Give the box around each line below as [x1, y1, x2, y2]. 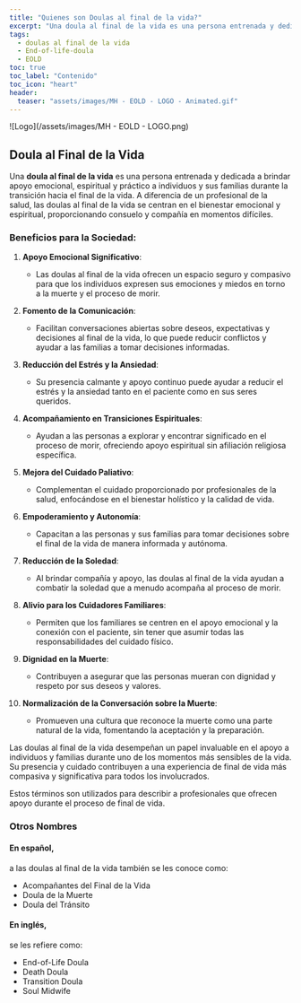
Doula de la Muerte [21, 889, 93, 900]
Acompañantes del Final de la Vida [21, 880, 150, 891]
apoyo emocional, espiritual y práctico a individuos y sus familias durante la [9, 180, 288, 191]
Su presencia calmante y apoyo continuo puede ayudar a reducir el [35, 377, 284, 388]
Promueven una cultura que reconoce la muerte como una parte [35, 715, 273, 727]
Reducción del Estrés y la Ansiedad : [21, 360, 159, 371]
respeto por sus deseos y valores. [35, 681, 161, 692]
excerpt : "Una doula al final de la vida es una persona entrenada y [9, 22, 275, 31]
